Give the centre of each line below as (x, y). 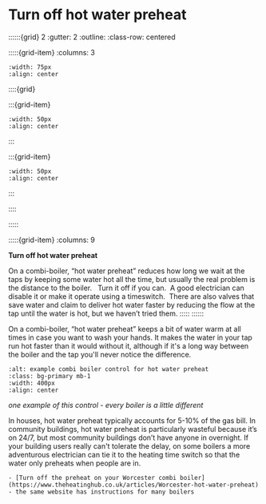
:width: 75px (30, 67)
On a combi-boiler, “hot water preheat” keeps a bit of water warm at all (125, 329)
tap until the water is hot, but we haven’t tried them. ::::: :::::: (106, 313)
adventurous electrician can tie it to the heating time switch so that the (124, 454)
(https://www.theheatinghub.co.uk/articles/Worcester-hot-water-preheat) (134, 485)
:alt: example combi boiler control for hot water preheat (109, 369)
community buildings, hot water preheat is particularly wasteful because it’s (133, 429)
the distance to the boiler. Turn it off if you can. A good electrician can (127, 288)
